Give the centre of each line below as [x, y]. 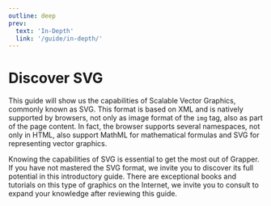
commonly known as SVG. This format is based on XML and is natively [126, 109]
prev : [17, 23]
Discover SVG [56, 78]
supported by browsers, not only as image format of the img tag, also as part [135, 118]
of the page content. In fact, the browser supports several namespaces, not [134, 127]
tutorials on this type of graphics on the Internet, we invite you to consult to [133, 185]
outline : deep [32, 16]
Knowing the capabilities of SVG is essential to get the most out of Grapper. [134, 159]
